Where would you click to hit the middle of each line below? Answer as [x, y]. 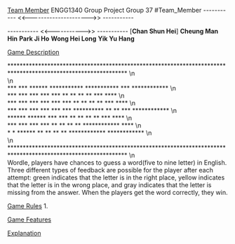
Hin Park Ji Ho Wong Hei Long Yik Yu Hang [71, 39]
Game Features [29, 219]
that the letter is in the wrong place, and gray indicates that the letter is [109, 185]
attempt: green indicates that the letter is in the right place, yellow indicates [116, 177]
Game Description [33, 52]
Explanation [24, 233]
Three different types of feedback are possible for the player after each [110, 170]
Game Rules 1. [28, 206]
